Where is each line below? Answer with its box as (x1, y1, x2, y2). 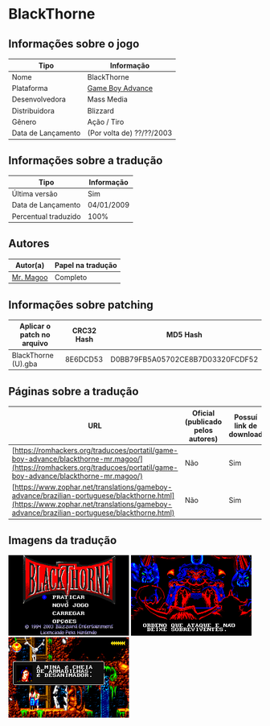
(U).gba (11, 359, 38, 369)
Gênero (11, 117, 37, 126)
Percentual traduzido (11, 211, 82, 221)
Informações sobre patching (8, 298, 154, 311)
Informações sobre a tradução (8, 154, 163, 167)
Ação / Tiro (87, 117, 125, 126)
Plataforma (11, 84, 48, 93)
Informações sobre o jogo (8, 37, 140, 51)
